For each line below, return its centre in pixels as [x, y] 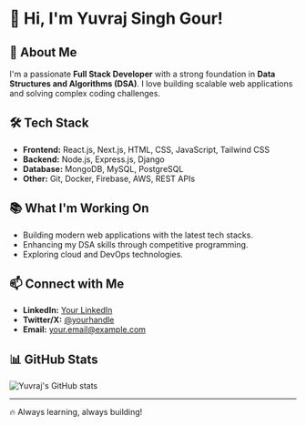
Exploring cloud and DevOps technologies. [103, 254]
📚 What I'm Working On [79, 208]
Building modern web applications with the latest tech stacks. [138, 235]
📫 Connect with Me [67, 284]
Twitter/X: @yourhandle [68, 320]
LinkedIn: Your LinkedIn [67, 310]
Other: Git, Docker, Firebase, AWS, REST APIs [109, 178]
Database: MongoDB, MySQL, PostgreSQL [103, 168]
